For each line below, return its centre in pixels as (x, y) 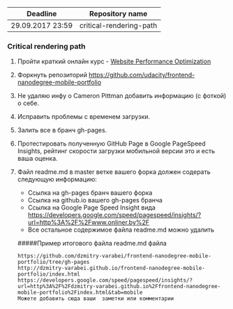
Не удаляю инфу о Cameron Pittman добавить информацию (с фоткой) (122, 96)
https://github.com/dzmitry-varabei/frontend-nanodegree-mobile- (114, 256)
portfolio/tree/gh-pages (53, 262)
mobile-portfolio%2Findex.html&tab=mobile (80, 293)
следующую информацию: (57, 180)
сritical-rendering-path (118, 25)
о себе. (28, 103)
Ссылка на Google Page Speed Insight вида (91, 207)
